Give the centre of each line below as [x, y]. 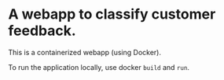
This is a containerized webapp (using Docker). [84, 52]
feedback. [42, 31]
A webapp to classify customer [112, 14]
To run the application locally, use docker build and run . [99, 67]
